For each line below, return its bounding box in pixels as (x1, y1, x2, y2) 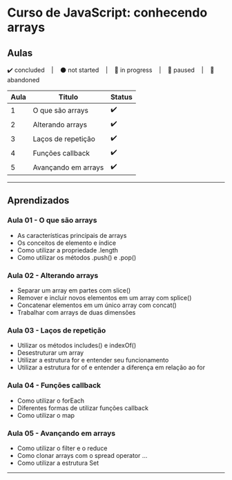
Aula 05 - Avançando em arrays (7, 428, 116, 438)
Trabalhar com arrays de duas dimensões (17, 308, 136, 316)
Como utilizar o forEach (17, 396, 85, 405)
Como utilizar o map (17, 411, 75, 419)
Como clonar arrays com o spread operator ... (17, 451, 148, 459)
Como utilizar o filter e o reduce (17, 444, 108, 452)
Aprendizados (7, 195, 70, 207)
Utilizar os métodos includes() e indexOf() (17, 341, 137, 350)
